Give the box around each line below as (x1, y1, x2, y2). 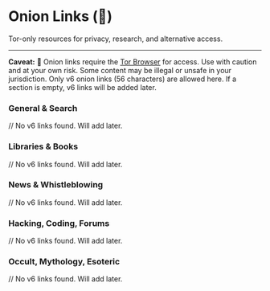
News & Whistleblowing (8, 179, 104, 191)
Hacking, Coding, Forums (8, 217, 110, 228)
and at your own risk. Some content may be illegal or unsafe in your (8, 65, 231, 75)
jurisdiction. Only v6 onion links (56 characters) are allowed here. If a (8, 74, 237, 84)
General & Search (8, 102, 78, 113)
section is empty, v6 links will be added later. (8, 82, 157, 92)
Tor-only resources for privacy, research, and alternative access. (8, 34, 223, 43)
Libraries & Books (8, 141, 79, 152)
